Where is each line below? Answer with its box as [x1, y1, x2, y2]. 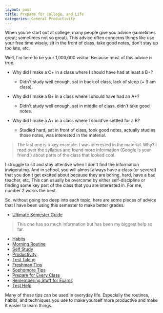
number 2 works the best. [5, 188, 57, 194]
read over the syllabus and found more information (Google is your [17, 147, 151, 153]
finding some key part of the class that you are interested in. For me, [5, 182, 143, 188]
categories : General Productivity [5, 16, 76, 21]
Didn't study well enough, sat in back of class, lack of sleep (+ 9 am [19, 79, 156, 85]
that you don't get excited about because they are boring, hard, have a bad [5, 172, 156, 178]
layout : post [5, 7, 32, 12]
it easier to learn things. [5, 303, 53, 309]
